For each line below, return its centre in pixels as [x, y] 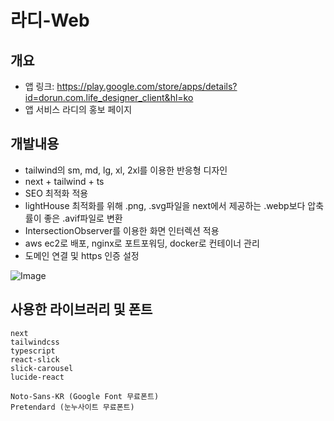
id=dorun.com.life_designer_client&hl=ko [109, 97]
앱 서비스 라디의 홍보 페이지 [78, 109]
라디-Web [50, 20]
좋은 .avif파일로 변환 [83, 218]
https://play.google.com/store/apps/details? [147, 86]
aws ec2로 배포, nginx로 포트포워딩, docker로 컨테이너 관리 [142, 243]
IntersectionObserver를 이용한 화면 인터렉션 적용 [122, 230]
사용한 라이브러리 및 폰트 [81, 309]
